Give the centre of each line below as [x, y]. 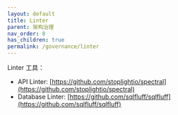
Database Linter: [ [43, 97]
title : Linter [28, 20]
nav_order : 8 [26, 34]
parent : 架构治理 [31, 27]
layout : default [31, 14]
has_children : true [36, 40]
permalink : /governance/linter [53, 47]
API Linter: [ [35, 81]
